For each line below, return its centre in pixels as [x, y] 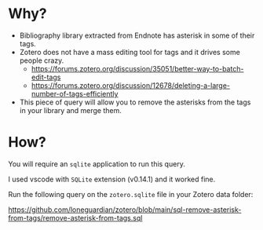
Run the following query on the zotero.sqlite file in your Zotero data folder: [131, 194]
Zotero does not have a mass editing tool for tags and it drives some [130, 52]
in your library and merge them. [70, 110]
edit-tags [46, 77]
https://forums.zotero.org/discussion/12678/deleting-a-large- [130, 85]
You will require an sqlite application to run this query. [97, 164]
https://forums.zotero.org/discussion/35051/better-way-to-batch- [137, 68]
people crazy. [42, 60]
